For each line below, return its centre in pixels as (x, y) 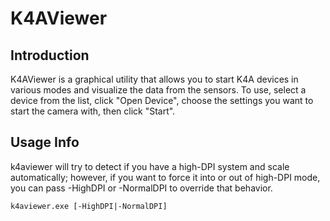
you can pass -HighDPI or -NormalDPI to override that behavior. (141, 188)
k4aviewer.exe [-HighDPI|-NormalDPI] (89, 206)
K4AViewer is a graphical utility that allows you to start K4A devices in (154, 79)
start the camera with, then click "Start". (93, 111)
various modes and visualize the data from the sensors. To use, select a (158, 90)
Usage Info (45, 142)
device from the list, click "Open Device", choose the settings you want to (162, 100)
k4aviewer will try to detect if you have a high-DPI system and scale (150, 166)
